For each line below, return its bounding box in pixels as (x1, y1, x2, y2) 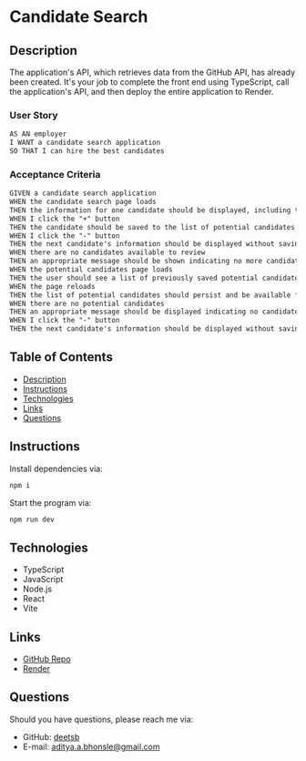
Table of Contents (9, 349, 114, 365)
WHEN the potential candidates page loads (9, 265, 173, 274)
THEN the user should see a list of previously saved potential (9, 273, 259, 283)
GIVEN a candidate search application (9, 189, 157, 198)
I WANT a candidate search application (9, 139, 161, 148)
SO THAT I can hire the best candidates (9, 147, 166, 156)
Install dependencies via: (9, 463, 103, 474)
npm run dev (9, 515, 55, 524)
